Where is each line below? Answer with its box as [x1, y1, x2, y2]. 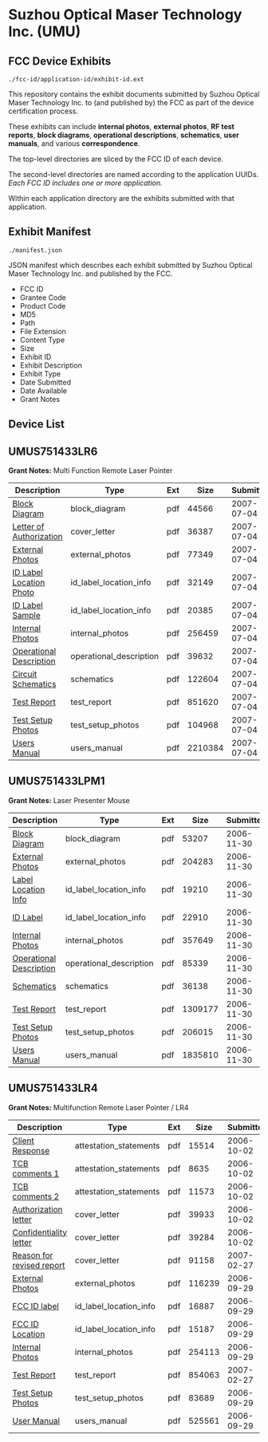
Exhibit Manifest [8, 225, 92, 238]
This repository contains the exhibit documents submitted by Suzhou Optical [8, 89, 260, 99]
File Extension [19, 326, 66, 336]
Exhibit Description [19, 360, 82, 370]
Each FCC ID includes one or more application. [8, 178, 163, 187]
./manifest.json [8, 246, 62, 254]
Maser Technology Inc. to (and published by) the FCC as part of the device [8, 98, 254, 107]
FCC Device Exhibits [8, 54, 112, 68]
